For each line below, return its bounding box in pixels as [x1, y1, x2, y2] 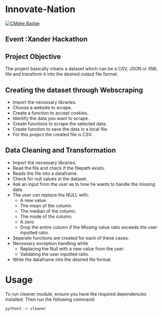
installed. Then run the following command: [5, 296, 95, 302]
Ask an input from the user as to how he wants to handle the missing [12, 181, 155, 187]
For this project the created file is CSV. [12, 131, 93, 137]
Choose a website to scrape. [12, 104, 72, 110]
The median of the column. [20, 208, 77, 214]
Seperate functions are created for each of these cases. [12, 234, 130, 241]
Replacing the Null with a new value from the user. [20, 246, 125, 252]
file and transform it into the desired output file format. [5, 71, 119, 77]
